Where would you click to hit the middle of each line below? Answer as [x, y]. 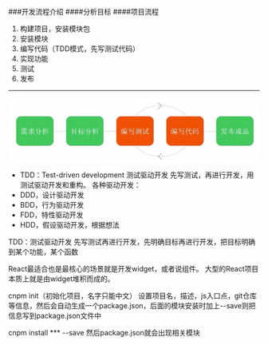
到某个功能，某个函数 [43, 252]
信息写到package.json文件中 [55, 315]
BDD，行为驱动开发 [52, 204]
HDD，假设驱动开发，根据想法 [69, 224]
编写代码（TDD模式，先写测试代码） [80, 49]
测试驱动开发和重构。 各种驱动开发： [80, 184]
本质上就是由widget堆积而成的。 [61, 279]
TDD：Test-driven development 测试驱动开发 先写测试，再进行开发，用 [137, 175]
